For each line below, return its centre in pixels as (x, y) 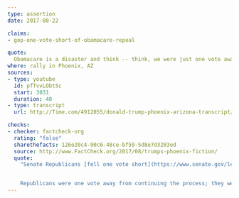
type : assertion (31, 14)
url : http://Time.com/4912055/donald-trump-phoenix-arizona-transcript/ (124, 112)
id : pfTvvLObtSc (38, 86)
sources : (20, 72)
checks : (19, 125)
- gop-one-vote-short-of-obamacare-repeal (71, 40)
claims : (19, 33)
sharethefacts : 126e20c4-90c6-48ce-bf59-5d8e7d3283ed (95, 145)
